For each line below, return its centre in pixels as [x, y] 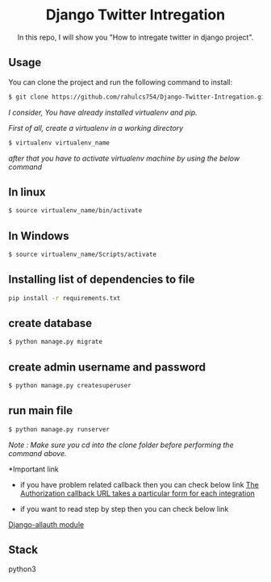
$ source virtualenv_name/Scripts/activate [83, 254]
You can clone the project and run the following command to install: [121, 82]
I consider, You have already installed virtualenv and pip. [103, 112]
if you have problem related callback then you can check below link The [140, 484]
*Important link [33, 469]
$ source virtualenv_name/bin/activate [75, 211]
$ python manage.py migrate [56, 342]
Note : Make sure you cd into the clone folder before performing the [121, 445]
